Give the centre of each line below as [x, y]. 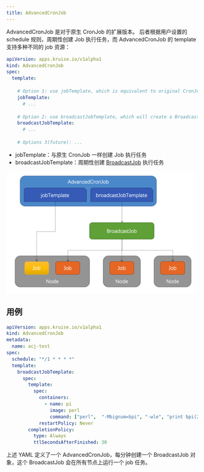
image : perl [65, 410]
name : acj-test [31, 346]
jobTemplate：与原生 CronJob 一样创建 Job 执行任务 [81, 154]
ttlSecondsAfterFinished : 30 [70, 443]
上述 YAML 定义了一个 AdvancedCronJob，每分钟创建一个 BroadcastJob [98, 455]
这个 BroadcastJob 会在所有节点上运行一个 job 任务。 [84, 462]
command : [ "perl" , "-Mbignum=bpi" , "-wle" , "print [116, 417]
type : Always [50, 436]
